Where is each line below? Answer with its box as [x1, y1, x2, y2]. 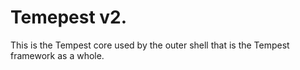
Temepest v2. [10, 6, 128, 29]
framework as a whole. [10, 49, 105, 61]
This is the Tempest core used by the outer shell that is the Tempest [10, 39, 290, 51]
